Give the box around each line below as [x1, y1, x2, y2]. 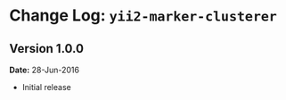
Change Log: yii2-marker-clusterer [9, 5, 278, 26]
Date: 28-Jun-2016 [9, 64, 80, 75]
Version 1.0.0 [9, 41, 85, 56]
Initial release [21, 82, 71, 92]
